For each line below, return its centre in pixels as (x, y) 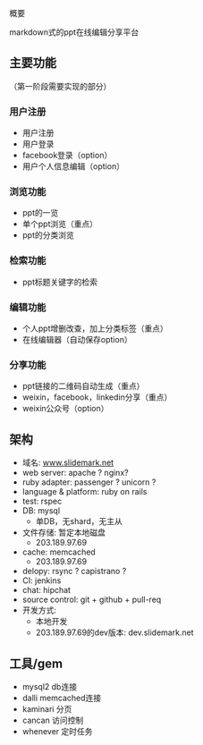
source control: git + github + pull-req (92, 600)
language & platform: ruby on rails (85, 492)
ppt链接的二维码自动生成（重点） (83, 386)
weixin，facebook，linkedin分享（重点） (97, 397)
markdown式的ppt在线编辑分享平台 (74, 32)
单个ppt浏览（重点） (60, 224)
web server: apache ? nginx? (75, 473)
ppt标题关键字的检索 (60, 282)
